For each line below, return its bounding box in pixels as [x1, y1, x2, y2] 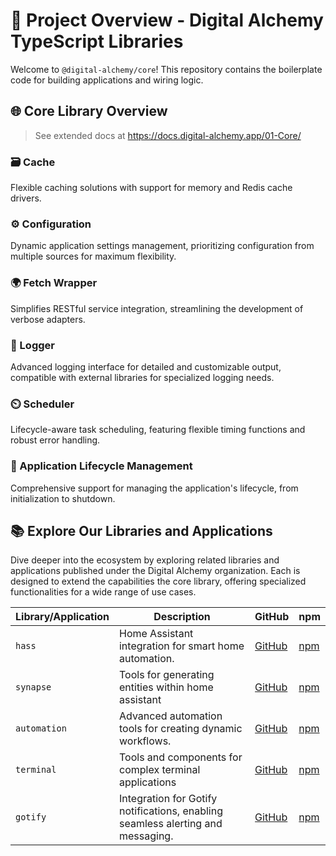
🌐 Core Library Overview [10, 103, 168, 120]
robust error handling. [10, 434, 101, 446]
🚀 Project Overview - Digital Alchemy [10, 9, 324, 32]
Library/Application [15, 610, 110, 624]
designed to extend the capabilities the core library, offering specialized [10, 575, 307, 588]
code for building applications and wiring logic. [10, 74, 204, 86]
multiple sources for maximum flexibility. [10, 250, 177, 263]
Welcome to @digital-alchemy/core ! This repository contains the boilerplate [10, 63, 323, 75]
